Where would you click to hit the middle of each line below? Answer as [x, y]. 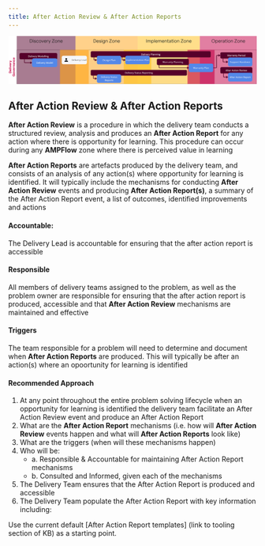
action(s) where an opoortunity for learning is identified [98, 365]
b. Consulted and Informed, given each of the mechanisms [127, 476]
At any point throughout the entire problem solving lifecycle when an [131, 401]
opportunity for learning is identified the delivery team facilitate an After [136, 409]
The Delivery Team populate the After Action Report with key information [138, 501]
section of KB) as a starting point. [62, 533]
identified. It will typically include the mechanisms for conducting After [123, 183]
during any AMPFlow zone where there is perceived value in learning [121, 150]
